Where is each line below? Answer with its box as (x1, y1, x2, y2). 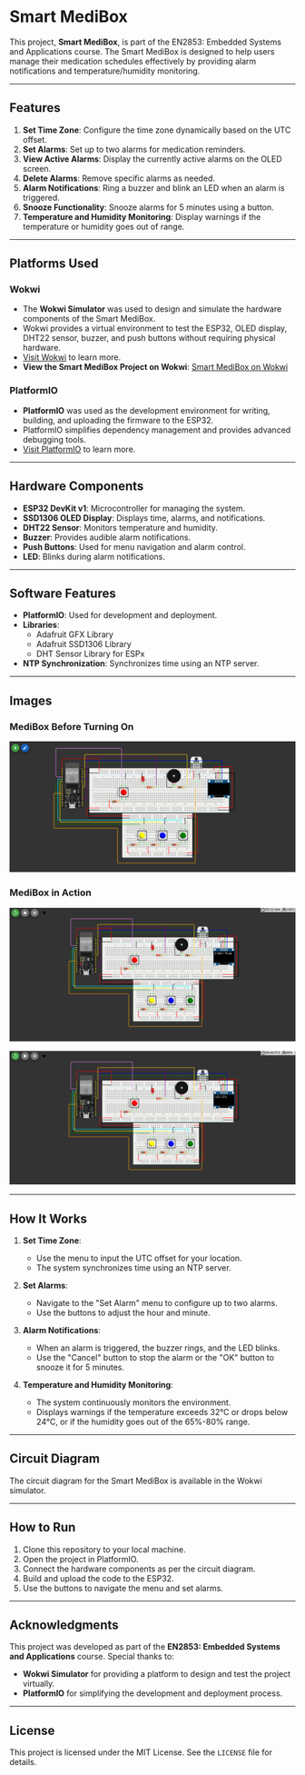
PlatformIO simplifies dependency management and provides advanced (22, 424, 291, 435)
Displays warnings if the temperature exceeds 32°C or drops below (35, 1407, 289, 1418)
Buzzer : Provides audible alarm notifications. (22, 532, 192, 543)
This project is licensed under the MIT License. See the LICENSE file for (9, 1747, 272, 1758)
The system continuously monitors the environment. (35, 1397, 231, 1408)
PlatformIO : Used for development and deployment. (22, 610, 218, 621)
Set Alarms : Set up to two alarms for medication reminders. (22, 144, 247, 155)
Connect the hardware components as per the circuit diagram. (22, 1563, 256, 1574)
